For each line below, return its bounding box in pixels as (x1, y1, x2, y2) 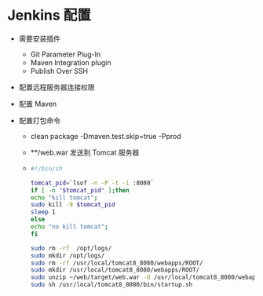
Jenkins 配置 (7, 6, 92, 24)
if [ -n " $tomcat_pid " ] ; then (30, 186, 130, 194)
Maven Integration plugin (30, 57, 111, 67)
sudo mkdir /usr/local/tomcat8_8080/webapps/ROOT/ (30, 266, 200, 274)
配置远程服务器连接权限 (18, 82, 95, 92)
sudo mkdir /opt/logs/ (30, 251, 105, 259)
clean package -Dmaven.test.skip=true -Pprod (30, 131, 181, 141)
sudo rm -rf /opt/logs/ (30, 244, 112, 252)
